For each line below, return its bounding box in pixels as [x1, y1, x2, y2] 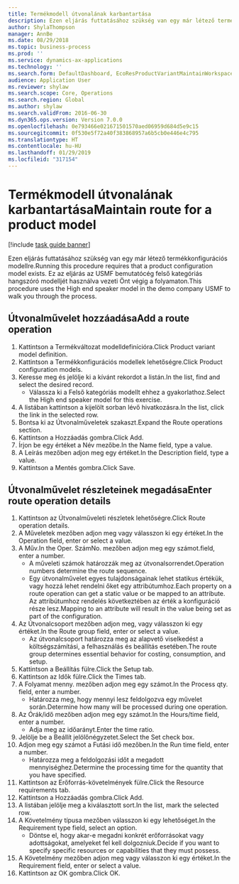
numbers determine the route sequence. [28, 567, 148, 575]
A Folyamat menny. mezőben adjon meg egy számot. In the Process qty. [18, 680, 228, 688]
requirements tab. [18, 786, 71, 794]
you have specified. [28, 771, 87, 779]
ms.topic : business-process [8, 43, 91, 50]
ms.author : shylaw [8, 103, 62, 110]
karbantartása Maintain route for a [8, 202, 212, 218]
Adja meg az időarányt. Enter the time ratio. [28, 725, 155, 734]
